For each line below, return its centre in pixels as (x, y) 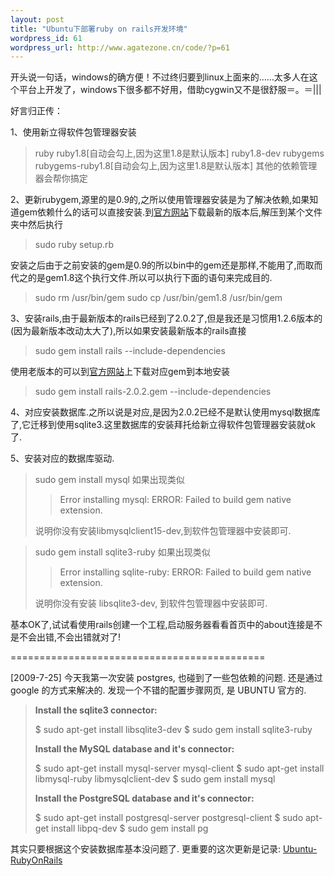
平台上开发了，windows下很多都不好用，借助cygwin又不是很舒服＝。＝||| (170, 90)
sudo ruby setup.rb (74, 245)
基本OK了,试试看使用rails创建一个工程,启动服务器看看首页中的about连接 (158, 625)
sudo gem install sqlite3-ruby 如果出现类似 (122, 552)
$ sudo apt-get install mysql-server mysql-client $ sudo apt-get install (179, 768)
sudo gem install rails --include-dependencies (130, 351)
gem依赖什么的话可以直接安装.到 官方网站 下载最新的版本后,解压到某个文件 (170, 212)
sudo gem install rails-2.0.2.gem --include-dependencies (153, 392)
